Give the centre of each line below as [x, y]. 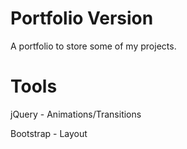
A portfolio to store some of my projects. [93, 46]
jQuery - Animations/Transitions [76, 114]
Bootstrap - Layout [49, 133]
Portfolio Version [82, 18]
